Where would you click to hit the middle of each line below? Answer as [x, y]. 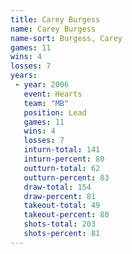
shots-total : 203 [60, 224]
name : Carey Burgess [53, 29]
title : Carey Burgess [55, 19]
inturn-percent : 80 [64, 159]
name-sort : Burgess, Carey [66, 38]
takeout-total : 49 [62, 206]
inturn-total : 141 [62, 150]
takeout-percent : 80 [66, 215]
